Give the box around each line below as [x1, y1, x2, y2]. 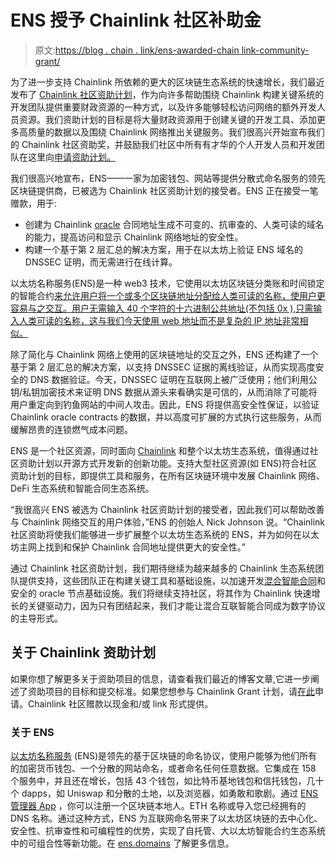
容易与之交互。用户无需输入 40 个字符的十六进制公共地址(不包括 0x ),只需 [10, 302, 314, 314]
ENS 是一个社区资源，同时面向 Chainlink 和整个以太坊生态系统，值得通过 [10, 444, 310, 456]
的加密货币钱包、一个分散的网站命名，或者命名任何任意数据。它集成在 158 [10, 762, 317, 775]
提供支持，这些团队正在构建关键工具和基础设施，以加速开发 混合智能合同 [18, 574, 317, 586]
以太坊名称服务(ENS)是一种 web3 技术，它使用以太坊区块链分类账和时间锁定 [10, 277, 325, 289]
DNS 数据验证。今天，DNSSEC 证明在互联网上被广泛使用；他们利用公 [29, 373, 318, 385]
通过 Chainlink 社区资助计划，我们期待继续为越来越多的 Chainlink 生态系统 [10, 562, 316, 574]
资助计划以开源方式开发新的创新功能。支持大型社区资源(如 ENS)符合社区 [18, 457, 318, 469]
